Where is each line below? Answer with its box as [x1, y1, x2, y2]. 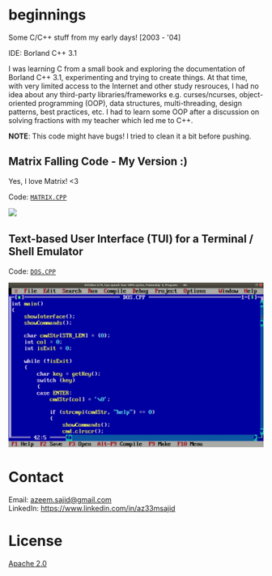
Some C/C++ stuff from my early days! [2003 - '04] [8, 32, 181, 42]
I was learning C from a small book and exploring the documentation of [8, 63, 245, 74]
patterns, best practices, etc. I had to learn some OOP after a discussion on [8, 107, 260, 117]
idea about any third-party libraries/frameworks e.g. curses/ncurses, [8, 89, 237, 99]
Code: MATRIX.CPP [8, 192, 67, 202]
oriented [8, 98, 36, 108]
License [8, 532, 63, 550]
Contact [8, 468, 64, 487]
